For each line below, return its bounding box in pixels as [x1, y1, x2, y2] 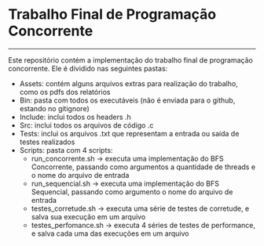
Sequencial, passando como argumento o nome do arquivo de [31, 186, 233, 197]
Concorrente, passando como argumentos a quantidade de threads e [31, 162, 256, 172]
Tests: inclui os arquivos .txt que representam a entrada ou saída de [19, 128, 240, 138]
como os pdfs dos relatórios [19, 87, 112, 96]
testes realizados [19, 137, 75, 147]
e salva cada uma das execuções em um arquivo [31, 229, 189, 238]
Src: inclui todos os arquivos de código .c [19, 120, 154, 130]
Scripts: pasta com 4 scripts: [19, 145, 113, 154]
